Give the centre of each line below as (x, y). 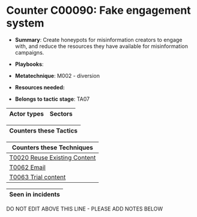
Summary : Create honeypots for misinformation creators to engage (98, 40)
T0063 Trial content (38, 177)
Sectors (61, 113)
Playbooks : (29, 64)
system (25, 23)
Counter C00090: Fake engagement (98, 10)
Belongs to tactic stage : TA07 (52, 99)
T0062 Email (28, 167)
